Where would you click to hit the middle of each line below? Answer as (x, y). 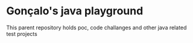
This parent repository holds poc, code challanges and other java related (96, 27)
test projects (22, 33)
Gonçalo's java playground (75, 11)
